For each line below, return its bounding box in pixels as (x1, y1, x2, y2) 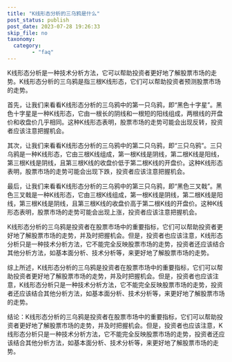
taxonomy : (7, 36, 36, 43)
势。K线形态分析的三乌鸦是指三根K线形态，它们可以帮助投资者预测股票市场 (7, 77, 221, 85)
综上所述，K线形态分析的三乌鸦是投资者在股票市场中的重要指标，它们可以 (7, 263, 217, 271)
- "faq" (32, 49, 54, 56)
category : (13, 42, 41, 49)
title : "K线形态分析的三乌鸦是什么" (7, 10, 100, 17)
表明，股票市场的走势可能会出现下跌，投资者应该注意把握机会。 (7, 167, 188, 175)
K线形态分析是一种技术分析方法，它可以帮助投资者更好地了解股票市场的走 (7, 69, 217, 77)
